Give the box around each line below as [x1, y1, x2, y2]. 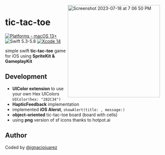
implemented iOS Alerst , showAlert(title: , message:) [12, 106, 125, 112]
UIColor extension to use [12, 86, 64, 92]
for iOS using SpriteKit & [5, 53, 55, 59]
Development [5, 72, 48, 81]
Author [5, 131, 27, 140]
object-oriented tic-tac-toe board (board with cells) [12, 112, 118, 118]
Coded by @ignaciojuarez [5, 144, 57, 150]
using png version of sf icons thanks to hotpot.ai [12, 117, 110, 123]
